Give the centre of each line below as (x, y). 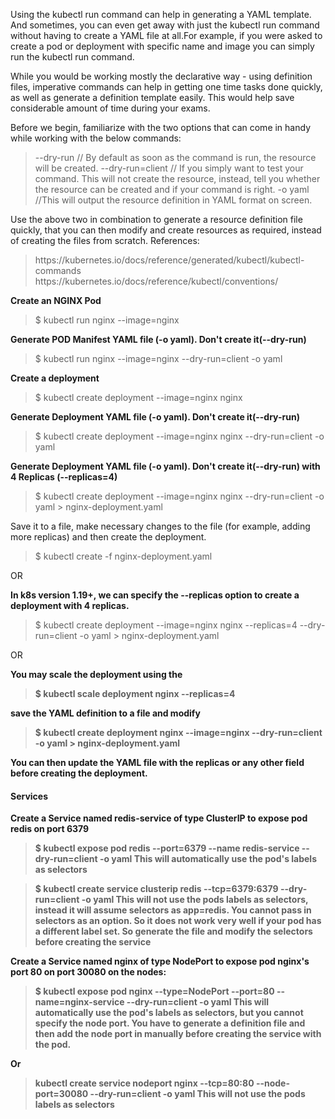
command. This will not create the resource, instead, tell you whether (177, 178)
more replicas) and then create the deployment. (108, 537)
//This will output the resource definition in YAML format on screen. (173, 200)
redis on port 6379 (50, 829)
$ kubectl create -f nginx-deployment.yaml (123, 556)
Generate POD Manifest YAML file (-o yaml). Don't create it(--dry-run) (158, 339)
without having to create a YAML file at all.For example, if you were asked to (166, 35)
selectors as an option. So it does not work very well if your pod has (178, 921)
